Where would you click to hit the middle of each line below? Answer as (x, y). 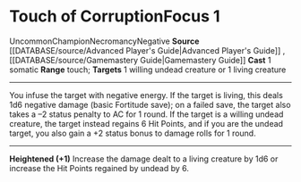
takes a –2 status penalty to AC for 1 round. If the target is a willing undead (146, 114)
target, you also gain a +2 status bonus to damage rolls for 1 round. (133, 133)
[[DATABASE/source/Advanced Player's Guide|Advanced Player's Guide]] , (147, 50)
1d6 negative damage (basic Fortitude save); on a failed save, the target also (150, 104)
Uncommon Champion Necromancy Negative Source (104, 41)
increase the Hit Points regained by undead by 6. (99, 168)
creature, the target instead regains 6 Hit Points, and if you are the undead (146, 123)
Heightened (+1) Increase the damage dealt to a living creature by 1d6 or (144, 159)
